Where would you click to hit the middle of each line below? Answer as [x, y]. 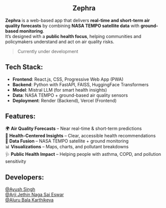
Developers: [24, 177]
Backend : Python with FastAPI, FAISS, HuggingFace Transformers [80, 84]
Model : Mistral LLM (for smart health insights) [60, 90]
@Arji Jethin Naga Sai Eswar [34, 194]
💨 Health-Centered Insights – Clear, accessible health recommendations [80, 136]
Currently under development [48, 51]
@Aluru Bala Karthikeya [29, 200]
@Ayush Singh [20, 189]
